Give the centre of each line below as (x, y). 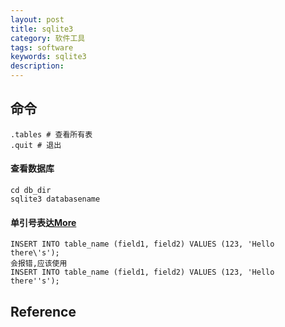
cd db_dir (31, 191)
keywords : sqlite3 (48, 57)
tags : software (42, 47)
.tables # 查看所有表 (51, 134)
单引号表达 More (43, 222)
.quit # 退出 (36, 145)
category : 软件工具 (48, 38)
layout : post (37, 19)
